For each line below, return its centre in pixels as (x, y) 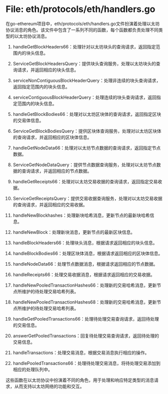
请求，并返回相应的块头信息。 (48, 70)
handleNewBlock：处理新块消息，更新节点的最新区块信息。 (74, 232)
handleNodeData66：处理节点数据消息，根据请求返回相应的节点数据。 (85, 264)
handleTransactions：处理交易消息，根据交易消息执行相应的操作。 (81, 353)
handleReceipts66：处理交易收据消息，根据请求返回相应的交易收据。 (84, 274)
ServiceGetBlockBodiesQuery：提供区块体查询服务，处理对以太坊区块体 (87, 131)
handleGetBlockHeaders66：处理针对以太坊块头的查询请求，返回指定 (84, 46)
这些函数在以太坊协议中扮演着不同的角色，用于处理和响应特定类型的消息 (80, 380)
